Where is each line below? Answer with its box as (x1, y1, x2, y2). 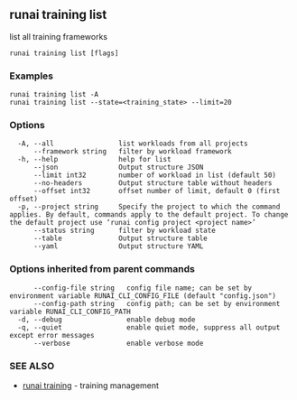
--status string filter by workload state (32, 226, 217, 236)
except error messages (9, 330, 95, 340)
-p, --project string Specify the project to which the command (17, 202, 281, 211)
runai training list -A (9, 90, 99, 99)
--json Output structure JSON (32, 163, 204, 172)
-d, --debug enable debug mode (17, 315, 196, 324)
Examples (9, 70, 54, 82)
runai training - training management (22, 380, 160, 391)
